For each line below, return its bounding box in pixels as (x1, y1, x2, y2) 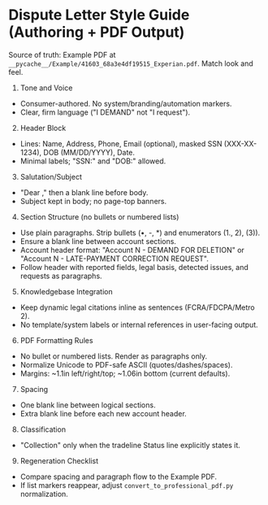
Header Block (19, 123, 67, 133)
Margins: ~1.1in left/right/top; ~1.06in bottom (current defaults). (19, 368, 231, 378)
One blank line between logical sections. (19, 400, 156, 410)
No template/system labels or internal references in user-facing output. (19, 320, 258, 329)
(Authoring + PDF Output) (8, 23, 185, 41)
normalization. (19, 489, 69, 498)
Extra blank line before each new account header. (19, 408, 187, 418)
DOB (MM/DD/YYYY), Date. (43, 147, 136, 157)
